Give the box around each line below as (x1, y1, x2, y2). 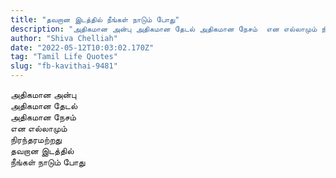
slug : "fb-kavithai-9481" (10, 61, 118, 71)
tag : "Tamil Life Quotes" (10, 52, 118, 62)
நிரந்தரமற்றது (10, 134, 62, 145)
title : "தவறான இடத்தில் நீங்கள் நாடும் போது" (10, 14, 180, 25)
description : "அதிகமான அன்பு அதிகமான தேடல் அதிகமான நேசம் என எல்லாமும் (10, 24, 318, 34)
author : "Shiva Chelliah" (10, 33, 118, 43)
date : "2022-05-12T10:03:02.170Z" (10, 42, 155, 53)
